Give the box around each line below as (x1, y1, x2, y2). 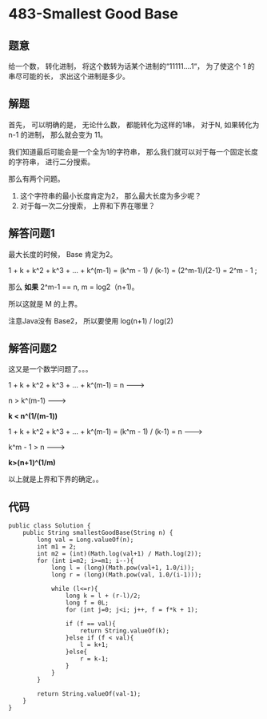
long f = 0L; (65, 599, 110, 607)
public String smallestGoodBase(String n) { (22, 529, 173, 537)
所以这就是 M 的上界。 (8, 299, 82, 308)
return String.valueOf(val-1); (37, 690, 141, 698)
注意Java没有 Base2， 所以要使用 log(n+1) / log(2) (8, 315, 174, 325)
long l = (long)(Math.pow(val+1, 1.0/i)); (50, 564, 195, 572)
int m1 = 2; (37, 543, 78, 551)
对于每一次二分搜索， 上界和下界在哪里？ (19, 201, 156, 211)
